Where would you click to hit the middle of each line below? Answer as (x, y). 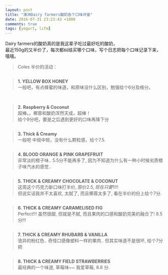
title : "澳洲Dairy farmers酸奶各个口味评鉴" (49, 15)
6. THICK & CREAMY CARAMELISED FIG (60, 208)
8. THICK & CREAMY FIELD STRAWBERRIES (64, 261)
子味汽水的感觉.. (34, 167)
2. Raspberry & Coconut (43, 107)
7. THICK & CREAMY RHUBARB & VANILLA (62, 235)
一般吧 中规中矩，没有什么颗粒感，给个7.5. (62, 140)
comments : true (21, 24)
